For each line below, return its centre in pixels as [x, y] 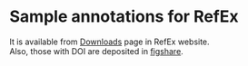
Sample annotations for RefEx [124, 17]
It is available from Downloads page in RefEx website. [110, 42]
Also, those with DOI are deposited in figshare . [96, 51]
